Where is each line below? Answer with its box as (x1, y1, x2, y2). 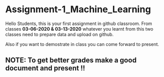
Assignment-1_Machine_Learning (5, 4, 151, 15)
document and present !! (5, 64, 86, 72)
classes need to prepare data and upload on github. (5, 31, 114, 37)
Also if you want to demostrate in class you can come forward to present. (5, 41, 159, 47)
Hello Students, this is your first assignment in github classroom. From (5, 20, 152, 27)
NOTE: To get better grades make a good (5, 56, 136, 65)
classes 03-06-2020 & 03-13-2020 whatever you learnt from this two (5, 25, 154, 32)
